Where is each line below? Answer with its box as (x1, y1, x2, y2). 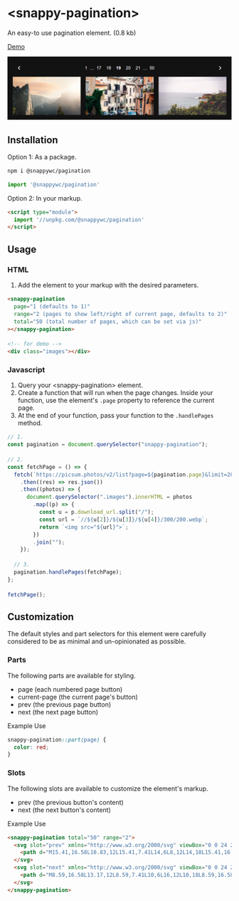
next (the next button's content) (17, 806, 112, 814)
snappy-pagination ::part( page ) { (7, 736, 107, 743)
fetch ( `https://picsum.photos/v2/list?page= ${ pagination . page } (14, 471, 205, 478)
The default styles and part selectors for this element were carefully (7, 630, 206, 638)
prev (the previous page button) (17, 700, 112, 709)
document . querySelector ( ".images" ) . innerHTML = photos (26, 493, 193, 501)
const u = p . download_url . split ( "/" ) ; (38, 509, 154, 516)
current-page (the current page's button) (17, 692, 139, 701)
